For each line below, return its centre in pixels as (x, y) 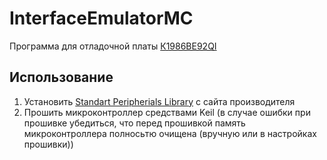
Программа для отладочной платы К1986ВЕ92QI (113, 46)
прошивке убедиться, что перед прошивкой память (134, 123)
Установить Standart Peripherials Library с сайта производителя (159, 101)
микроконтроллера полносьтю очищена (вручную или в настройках (170, 133)
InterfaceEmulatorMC (101, 18)
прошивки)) (48, 144)
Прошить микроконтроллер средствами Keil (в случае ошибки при (167, 112)
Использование (61, 77)
